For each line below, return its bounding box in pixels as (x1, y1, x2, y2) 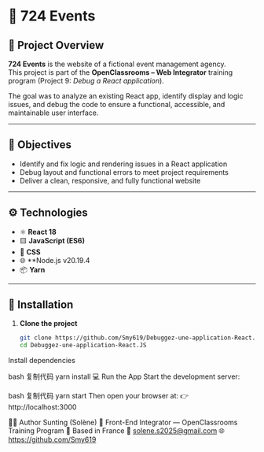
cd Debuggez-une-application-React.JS (19, 342, 147, 350)
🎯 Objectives (8, 138, 72, 152)
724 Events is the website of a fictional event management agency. (8, 59, 226, 69)
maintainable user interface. (8, 108, 99, 117)
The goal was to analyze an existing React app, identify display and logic (8, 91, 244, 101)
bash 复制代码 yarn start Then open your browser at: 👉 (8, 391, 189, 401)
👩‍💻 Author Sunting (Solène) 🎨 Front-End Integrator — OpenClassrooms (8, 417, 238, 428)
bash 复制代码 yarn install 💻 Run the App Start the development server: (8, 372, 240, 381)
